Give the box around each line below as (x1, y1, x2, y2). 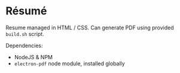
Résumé (5, 4, 47, 18)
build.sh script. (5, 30, 44, 37)
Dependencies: (5, 42, 43, 49)
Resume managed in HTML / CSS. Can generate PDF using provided (5, 24, 174, 31)
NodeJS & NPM (14, 53, 53, 60)
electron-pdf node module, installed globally (14, 60, 125, 67)
